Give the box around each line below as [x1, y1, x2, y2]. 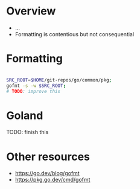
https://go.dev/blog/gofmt [14, 170, 80, 177]
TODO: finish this [6, 129, 49, 136]
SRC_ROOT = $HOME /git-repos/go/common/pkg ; [6, 77, 112, 83]
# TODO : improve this [6, 88, 61, 94]
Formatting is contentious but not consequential [14, 30, 135, 37]
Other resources [6, 150, 91, 164]
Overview [6, 4, 56, 18]
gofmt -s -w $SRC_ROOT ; [6, 83, 66, 89]
